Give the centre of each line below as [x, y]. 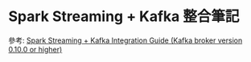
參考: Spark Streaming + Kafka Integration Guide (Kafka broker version [125, 40]
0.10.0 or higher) [35, 49]
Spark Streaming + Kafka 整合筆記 [124, 17]
